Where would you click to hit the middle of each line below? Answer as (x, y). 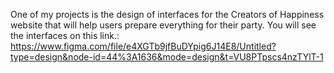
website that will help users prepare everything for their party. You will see (163, 25)
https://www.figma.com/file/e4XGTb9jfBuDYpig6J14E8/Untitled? (143, 46)
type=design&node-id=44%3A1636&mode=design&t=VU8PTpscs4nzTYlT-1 (167, 57)
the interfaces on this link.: (65, 35)
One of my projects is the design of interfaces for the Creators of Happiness (167, 14)
